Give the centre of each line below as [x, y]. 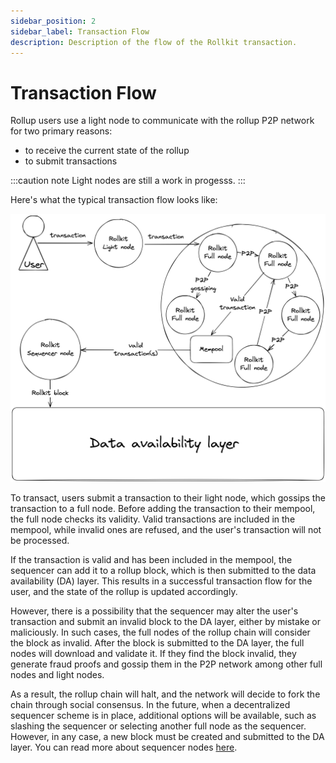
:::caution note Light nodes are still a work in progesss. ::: [128, 181]
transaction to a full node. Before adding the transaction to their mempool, [163, 508]
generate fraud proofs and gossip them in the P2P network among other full [166, 664]
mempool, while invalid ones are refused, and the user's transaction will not [166, 529]
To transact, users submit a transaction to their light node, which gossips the [168, 497]
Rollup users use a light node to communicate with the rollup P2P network [162, 121]
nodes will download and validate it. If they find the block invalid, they [153, 653]
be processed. [40, 540]
